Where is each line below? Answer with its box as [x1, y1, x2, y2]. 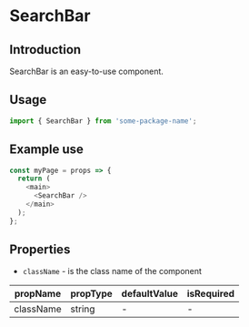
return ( [17, 174, 51, 183]
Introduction [9, 42, 82, 57]
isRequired [186, 288, 234, 301]
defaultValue [121, 288, 179, 301]
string [70, 302, 95, 315]
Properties [9, 242, 71, 258]
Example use [9, 142, 85, 158]
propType [70, 288, 114, 301]
